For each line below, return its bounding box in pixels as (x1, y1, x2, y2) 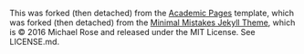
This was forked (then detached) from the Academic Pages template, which (9, 8, 295, 18)
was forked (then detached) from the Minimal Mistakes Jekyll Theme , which (9, 17, 296, 28)
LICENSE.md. (9, 36, 60, 47)
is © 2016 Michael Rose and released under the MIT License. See (9, 27, 256, 37)
